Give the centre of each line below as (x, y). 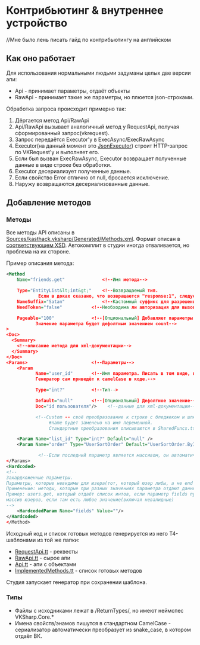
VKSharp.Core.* (35, 617)
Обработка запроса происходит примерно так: (66, 109)
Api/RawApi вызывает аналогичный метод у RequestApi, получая (97, 127)
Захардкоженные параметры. (40, 478)
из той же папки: (58, 540)
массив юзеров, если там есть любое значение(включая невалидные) (90, 500)
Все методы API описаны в (40, 233)
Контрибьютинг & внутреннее (85, 10)
